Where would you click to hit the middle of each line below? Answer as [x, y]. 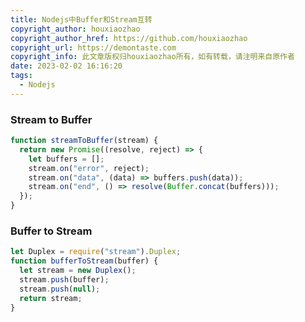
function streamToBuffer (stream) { [84, 141]
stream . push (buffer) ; [64, 279]
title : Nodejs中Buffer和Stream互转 [81, 19]
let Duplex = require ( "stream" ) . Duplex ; [96, 252]
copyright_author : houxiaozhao [75, 29]
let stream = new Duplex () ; [78, 271]
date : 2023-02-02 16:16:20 [66, 66]
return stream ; [51, 298]
